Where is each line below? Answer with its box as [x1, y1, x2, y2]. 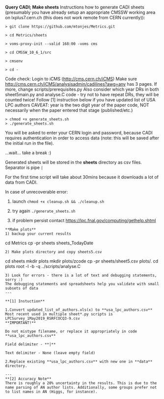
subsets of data [5, 286, 38, 291]
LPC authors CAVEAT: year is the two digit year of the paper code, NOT [5, 102, 150, 108]
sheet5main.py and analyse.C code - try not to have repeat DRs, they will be [5, 92, 159, 98]
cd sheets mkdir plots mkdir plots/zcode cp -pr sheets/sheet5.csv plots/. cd [5, 258, 159, 264]
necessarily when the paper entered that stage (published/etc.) [5, 107, 133, 113]
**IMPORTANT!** [5, 320, 36, 325]
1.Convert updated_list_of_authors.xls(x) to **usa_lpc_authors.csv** [5, 307, 153, 312]
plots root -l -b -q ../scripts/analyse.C [5, 264, 81, 269]
